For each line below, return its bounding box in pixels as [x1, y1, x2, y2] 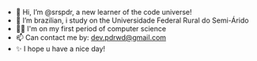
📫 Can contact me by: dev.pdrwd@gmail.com [15, 33, 167, 42]
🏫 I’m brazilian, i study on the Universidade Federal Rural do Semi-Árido [15, 16, 249, 25]
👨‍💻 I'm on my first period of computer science [15, 24, 167, 33]
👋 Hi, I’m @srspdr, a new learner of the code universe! [15, 8, 192, 16]
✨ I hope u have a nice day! [15, 44, 105, 53]
